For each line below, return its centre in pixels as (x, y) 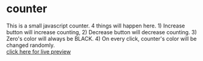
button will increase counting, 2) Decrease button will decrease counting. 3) (101, 32)
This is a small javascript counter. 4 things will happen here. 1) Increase (96, 26)
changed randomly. (31, 45)
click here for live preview (39, 51)
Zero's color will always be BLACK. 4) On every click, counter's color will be (101, 38)
